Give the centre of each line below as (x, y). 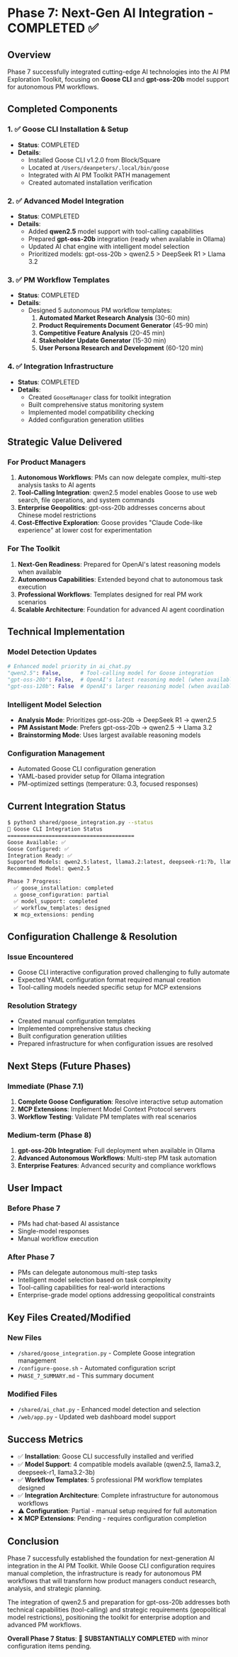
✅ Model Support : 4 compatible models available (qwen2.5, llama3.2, (119, 1464)
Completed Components (63, 109)
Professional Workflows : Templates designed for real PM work (110, 594)
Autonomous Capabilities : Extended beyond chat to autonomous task (120, 579)
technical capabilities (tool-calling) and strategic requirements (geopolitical (117, 1609)
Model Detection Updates (52, 652)
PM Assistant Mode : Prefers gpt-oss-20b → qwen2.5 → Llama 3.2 (115, 728)
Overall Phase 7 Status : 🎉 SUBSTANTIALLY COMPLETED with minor (108, 1638)
